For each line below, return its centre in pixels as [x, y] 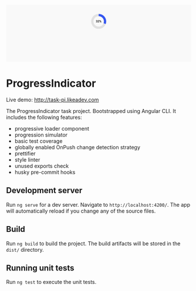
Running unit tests [40, 268]
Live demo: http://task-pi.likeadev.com [53, 100]
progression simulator [41, 135]
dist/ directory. [25, 249]
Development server [44, 191]
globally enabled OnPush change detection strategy [77, 147]
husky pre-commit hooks [45, 172]
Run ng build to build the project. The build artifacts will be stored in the [93, 243]
